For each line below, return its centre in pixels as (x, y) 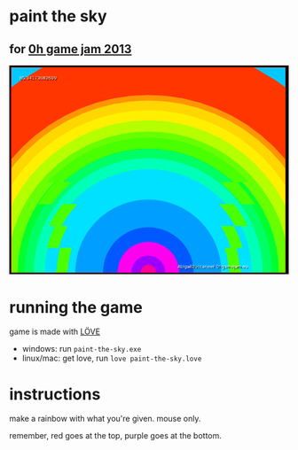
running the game (76, 307)
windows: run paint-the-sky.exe (82, 349)
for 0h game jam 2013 (71, 49)
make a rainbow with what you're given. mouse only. (105, 419)
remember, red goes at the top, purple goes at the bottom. (115, 436)
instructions (55, 394)
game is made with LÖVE (55, 332)
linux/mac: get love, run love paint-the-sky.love (112, 358)
